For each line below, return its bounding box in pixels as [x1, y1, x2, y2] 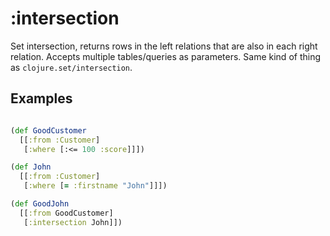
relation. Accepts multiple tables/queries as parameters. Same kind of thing [10, 50, 321, 62]
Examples [10, 90, 73, 107]
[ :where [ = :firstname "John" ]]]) [23, 181, 168, 191]
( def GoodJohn [10, 199, 70, 209]
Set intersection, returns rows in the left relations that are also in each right [10, 40, 318, 52]
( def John [10, 162, 52, 172]
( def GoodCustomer [10, 125, 87, 136]
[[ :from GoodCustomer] [19, 208, 114, 218]
